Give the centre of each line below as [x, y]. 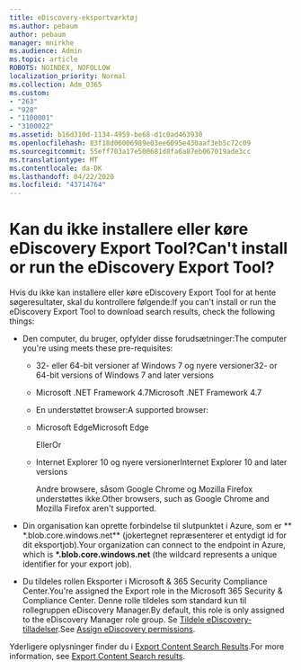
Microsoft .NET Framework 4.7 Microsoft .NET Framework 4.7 [149, 393]
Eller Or [49, 445]
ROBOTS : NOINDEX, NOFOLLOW [60, 68]
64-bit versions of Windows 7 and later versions [124, 375]
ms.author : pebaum [44, 26]
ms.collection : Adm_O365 [56, 85]
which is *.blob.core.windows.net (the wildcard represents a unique [150, 555]
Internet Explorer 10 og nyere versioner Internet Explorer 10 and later [161, 462]
